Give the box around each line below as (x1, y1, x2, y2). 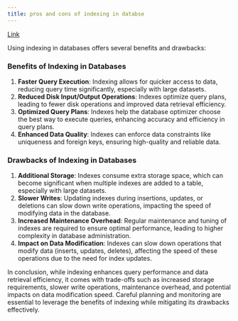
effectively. (7, 305, 40, 314)
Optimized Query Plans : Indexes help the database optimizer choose (17, 107, 221, 116)
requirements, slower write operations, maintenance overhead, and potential (7, 283, 231, 291)
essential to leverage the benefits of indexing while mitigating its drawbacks (7, 298, 229, 307)
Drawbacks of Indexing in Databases (7, 155, 137, 165)
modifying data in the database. (17, 209, 112, 218)
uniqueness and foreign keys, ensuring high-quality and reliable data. (17, 137, 221, 146)
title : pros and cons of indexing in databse (7, 10, 144, 18)
